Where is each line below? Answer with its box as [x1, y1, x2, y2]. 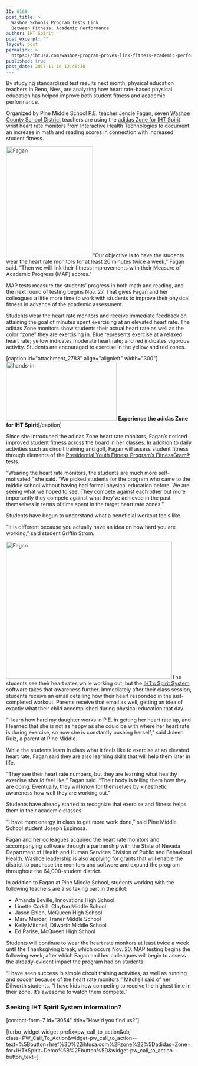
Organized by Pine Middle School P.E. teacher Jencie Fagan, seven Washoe [6, 110, 190, 117]
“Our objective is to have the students [93, 252, 184, 259]
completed [6, 698, 32, 706]
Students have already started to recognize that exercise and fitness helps [6, 801, 187, 808]
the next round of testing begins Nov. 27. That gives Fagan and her [6, 288, 168, 296]
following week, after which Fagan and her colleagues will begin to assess [6, 952, 186, 959]
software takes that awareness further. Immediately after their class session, [6, 686, 192, 693]
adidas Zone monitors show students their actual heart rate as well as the [6, 325, 184, 332]
